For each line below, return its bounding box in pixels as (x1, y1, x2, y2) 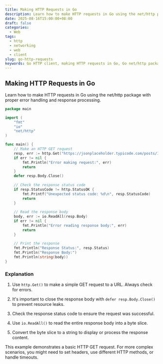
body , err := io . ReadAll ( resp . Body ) (14, 214, 88, 219)
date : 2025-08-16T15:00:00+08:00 (5, 16, 73, 21)
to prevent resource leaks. (12, 301, 65, 307)
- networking (9, 43, 36, 48)
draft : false (5, 20, 32, 26)
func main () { (5, 142, 34, 147)
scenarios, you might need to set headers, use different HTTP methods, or (5, 349, 154, 355)
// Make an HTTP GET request (14, 146, 73, 152)
